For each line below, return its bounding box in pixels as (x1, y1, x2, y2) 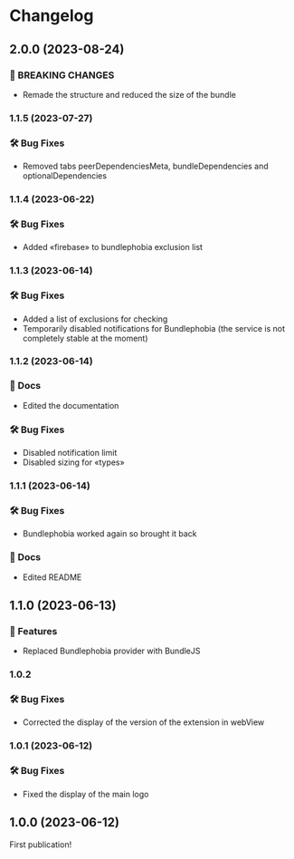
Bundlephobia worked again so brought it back (22, 528, 197, 539)
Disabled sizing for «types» (22, 457, 125, 468)
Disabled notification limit (22, 448, 118, 458)
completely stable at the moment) (22, 333, 148, 343)
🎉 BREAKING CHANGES (9, 69, 115, 82)
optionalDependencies (22, 170, 107, 181)
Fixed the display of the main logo (22, 788, 149, 799)
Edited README (22, 572, 82, 583)
